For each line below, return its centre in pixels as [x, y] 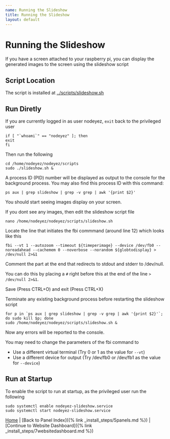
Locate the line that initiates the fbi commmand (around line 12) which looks [85, 230]
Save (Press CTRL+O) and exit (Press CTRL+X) [54, 289]
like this [13, 236]
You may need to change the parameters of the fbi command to [72, 342]
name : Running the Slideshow [36, 10]
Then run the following [29, 154]
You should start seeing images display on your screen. [64, 202]
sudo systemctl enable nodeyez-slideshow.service [59, 406]
